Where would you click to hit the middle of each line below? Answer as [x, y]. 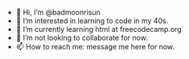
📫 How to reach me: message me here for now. [95, 47]
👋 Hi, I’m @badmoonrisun [58, 12]
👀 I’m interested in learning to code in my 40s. [92, 21]
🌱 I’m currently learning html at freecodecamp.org [99, 29]
